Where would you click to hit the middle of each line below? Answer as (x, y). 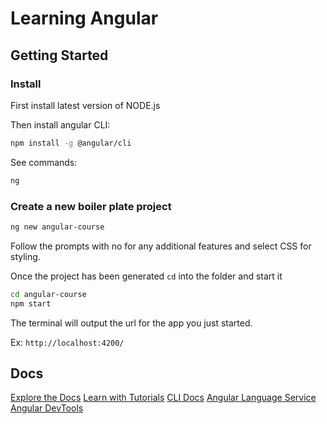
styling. (25, 256)
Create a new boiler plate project (91, 206)
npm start (31, 303)
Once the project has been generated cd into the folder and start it (146, 276)
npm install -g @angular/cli (71, 143)
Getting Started (59, 55)
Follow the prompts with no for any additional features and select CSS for (161, 246)
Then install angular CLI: (60, 124)
